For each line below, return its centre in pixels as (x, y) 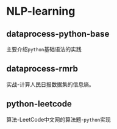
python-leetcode (39, 104)
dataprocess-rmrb (42, 69)
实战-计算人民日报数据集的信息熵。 (50, 84)
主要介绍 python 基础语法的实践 (44, 49)
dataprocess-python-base (58, 34)
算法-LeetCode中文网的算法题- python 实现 (59, 119)
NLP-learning (41, 11)
